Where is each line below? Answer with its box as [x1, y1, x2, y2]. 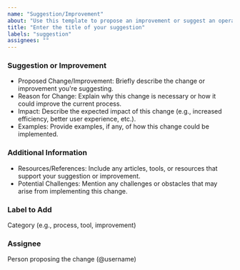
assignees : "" [7, 37, 50, 44]
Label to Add [7, 204, 52, 214]
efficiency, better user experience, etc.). [17, 115, 136, 124]
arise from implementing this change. [17, 186, 128, 195]
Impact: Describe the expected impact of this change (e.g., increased [17, 107, 222, 116]
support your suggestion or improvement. [17, 171, 141, 180]
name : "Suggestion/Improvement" [7, 10, 104, 18]
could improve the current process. [17, 99, 122, 108]
